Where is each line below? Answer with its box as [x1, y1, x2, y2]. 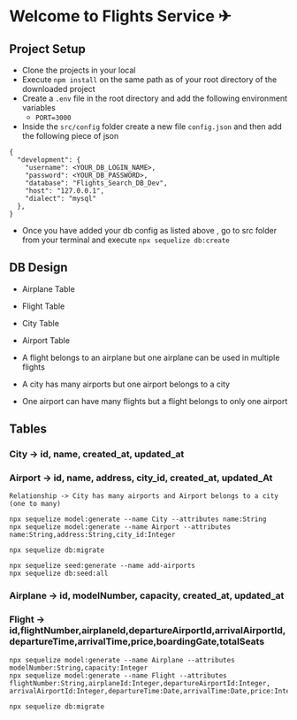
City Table [21, 318, 60, 328]
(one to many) [9, 500, 62, 509]
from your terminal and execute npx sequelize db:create [21, 234, 230, 245]
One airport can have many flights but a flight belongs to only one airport [21, 395, 288, 406]
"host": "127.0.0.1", [25, 187, 104, 195]
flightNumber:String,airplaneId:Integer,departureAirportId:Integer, [9, 678, 271, 687]
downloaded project [21, 84, 95, 94]
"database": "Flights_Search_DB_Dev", [25, 179, 168, 188]
